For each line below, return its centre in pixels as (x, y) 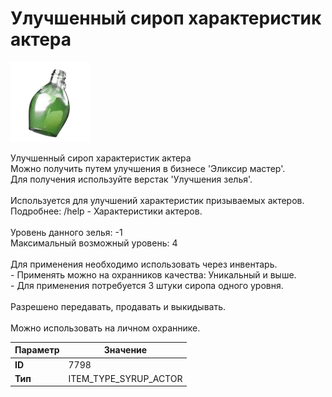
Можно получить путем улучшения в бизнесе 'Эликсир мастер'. (148, 168)
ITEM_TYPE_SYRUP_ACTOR (125, 378)
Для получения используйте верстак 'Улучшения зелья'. (131, 179)
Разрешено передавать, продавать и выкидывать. (118, 306)
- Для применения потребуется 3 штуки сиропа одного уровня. (147, 285)
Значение (125, 350)
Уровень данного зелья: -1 (66, 232)
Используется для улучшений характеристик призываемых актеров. (157, 200)
